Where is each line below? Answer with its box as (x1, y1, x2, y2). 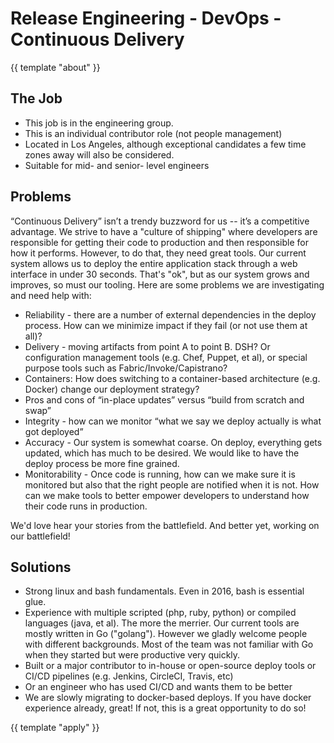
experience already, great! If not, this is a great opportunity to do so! (24, 702, 307, 714)
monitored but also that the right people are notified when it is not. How (24, 478, 320, 491)
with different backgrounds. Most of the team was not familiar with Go (24, 638, 314, 651)
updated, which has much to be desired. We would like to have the (24, 447, 300, 459)
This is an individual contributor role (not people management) (24, 127, 283, 139)
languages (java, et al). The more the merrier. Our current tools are (24, 617, 300, 629)
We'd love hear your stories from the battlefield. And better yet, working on (10, 519, 320, 531)
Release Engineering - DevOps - (10, 7, 282, 30)
